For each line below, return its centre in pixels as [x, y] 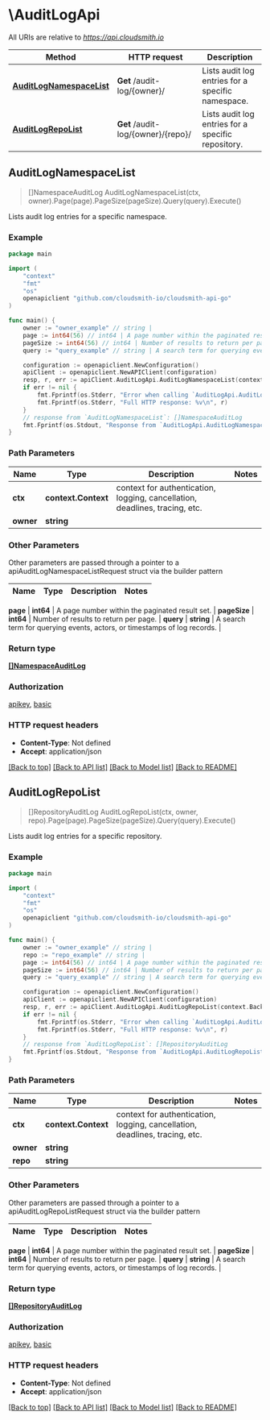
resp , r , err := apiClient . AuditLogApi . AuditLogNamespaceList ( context [143, 380]
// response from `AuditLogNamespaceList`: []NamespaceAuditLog [133, 417]
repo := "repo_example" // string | [84, 955]
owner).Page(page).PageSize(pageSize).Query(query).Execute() [135, 201]
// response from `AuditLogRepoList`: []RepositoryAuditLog [125, 1044]
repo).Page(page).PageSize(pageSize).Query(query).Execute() [132, 820]
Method [61, 56]
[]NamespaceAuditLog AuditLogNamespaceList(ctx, [114, 192]
